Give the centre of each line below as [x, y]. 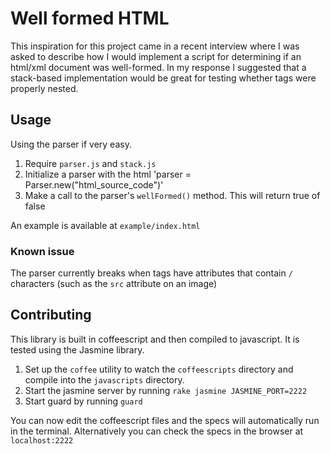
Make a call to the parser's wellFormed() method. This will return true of [172, 195]
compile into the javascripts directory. [104, 379]
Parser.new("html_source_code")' [94, 184]
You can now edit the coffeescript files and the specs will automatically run [165, 420]
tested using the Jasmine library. [77, 349]
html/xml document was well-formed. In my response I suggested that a [158, 67]
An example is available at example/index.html [105, 225]
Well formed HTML [90, 18]
